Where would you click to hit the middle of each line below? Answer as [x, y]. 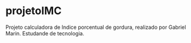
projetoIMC [34, 11]
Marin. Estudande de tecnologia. [45, 33]
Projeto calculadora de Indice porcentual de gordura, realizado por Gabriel [96, 27]
